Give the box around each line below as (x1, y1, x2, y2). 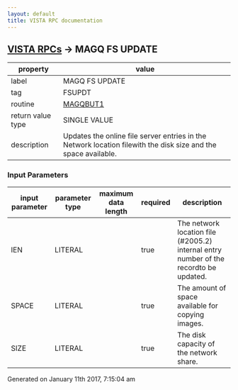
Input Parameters (7, 170, 69, 180)
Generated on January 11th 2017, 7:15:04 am (7, 374, 136, 383)
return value (11, 111, 52, 121)
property (18, 65, 50, 74)
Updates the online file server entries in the (62, 131, 207, 141)
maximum (98, 189, 134, 199)
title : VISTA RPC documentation (7, 17, 103, 24)
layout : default (7, 10, 55, 18)
